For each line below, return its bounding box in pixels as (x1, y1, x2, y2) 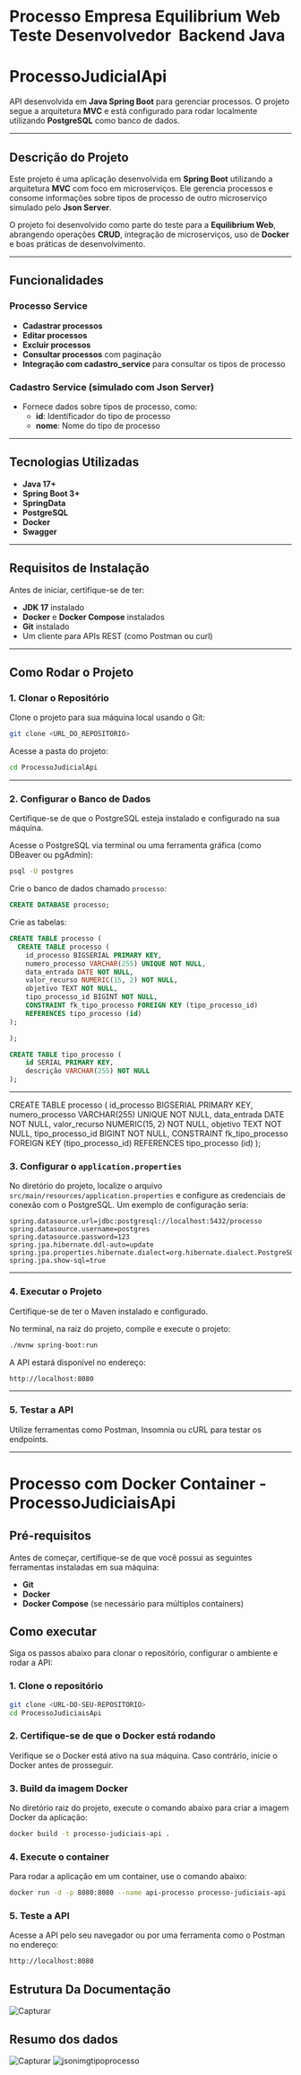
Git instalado (21, 621, 70, 632)
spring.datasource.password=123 (9, 1232, 130, 1242)
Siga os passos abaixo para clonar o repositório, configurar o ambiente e (9, 1648, 279, 1659)
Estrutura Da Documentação (9, 1982, 172, 1997)
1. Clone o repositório (9, 1680, 104, 1693)
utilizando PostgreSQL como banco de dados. (9, 115, 181, 127)
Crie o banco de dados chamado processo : (9, 883, 168, 894)
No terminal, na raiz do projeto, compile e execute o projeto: (9, 1323, 231, 1334)
